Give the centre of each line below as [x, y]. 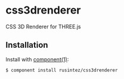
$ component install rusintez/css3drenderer [62, 70]
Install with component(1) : [37, 59]
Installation [27, 45]
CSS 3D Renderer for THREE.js [43, 27]
